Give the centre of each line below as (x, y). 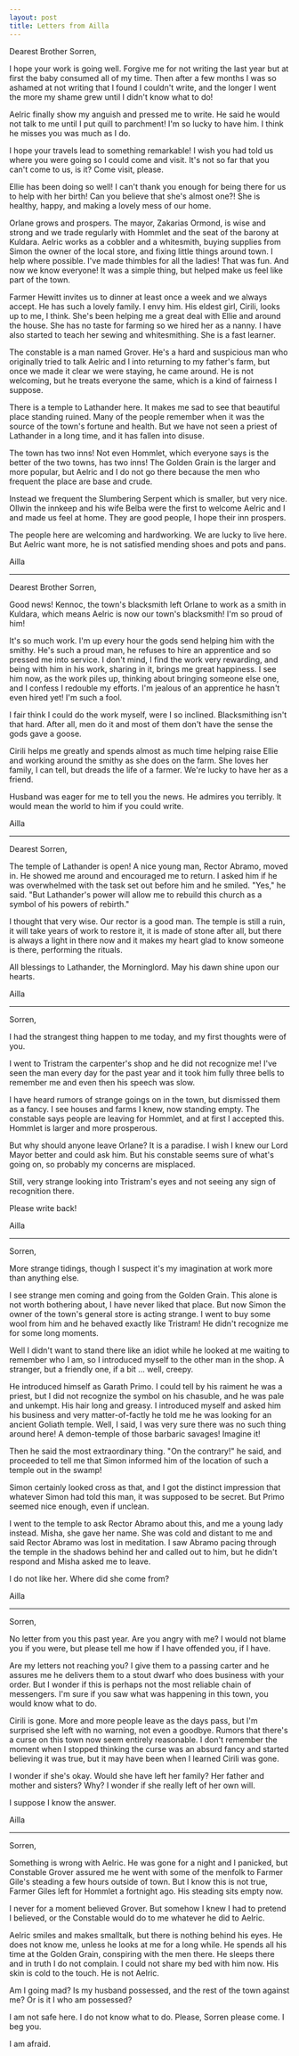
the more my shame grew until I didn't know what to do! (111, 97)
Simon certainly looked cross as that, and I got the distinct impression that (145, 1487)
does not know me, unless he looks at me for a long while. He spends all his (148, 1945)
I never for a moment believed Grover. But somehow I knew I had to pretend (148, 1908)
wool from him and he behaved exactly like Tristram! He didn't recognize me (149, 1323)
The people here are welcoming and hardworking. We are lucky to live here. (148, 535)
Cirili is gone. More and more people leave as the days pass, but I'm (133, 1720)
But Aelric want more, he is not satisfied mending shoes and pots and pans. (148, 544)
